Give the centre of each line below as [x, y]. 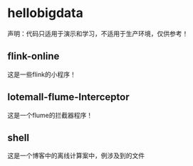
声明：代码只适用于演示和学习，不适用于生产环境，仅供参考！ [98, 33]
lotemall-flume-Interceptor [68, 97]
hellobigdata [45, 13]
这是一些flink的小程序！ [42, 74]
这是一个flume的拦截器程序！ [50, 115]
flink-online [33, 56]
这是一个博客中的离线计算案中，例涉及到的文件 [76, 156]
